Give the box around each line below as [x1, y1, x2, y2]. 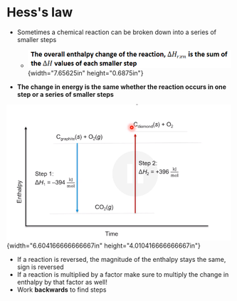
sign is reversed [16, 263, 65, 271]
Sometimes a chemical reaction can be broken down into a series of [16, 28, 216, 36]
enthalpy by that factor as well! [16, 278, 108, 286]
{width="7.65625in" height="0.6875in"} [27, 68, 144, 77]
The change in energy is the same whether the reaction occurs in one [16, 83, 227, 91]
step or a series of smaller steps [16, 90, 115, 98]
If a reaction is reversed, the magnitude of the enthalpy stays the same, [16, 255, 226, 263]
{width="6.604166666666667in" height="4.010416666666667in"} [6, 241, 201, 250]
